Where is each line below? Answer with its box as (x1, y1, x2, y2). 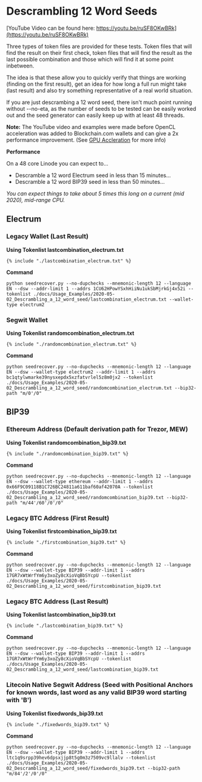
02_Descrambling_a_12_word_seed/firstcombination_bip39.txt (6, 583, 162, 589)
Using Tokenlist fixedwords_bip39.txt (6, 710, 103, 717)
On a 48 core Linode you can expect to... (6, 159, 109, 167)
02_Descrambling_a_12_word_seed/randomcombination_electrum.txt (6, 385, 172, 391)
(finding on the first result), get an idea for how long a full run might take (6, 80, 187, 88)
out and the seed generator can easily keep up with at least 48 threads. (6, 111, 185, 119)
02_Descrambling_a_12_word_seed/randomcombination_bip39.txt (6, 494, 164, 500)
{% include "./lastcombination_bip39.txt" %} (6, 623, 123, 629)
